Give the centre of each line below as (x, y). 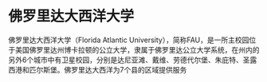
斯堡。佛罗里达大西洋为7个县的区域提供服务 (115, 69)
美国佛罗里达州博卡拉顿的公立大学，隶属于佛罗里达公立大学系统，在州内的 (137, 49)
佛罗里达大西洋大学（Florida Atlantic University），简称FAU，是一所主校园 (129, 40)
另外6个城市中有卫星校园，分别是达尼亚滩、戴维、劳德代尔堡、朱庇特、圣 (129, 60)
